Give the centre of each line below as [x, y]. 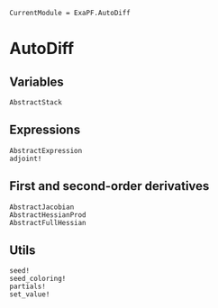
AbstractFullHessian [48, 222]
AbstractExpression [46, 150]
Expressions [45, 130]
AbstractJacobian [42, 207]
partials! [28, 287]
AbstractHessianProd [48, 215]
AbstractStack [36, 103]
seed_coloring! [38, 279]
